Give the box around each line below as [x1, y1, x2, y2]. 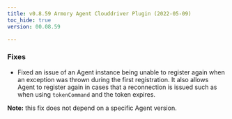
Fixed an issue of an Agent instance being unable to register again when [17, 68, 225, 77]
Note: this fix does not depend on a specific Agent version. [7, 104, 177, 112]
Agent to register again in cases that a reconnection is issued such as [17, 83, 217, 91]
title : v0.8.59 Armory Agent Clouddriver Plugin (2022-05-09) [7, 10, 192, 17]
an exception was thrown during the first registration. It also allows [17, 75, 209, 84]
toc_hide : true [7, 17, 52, 24]
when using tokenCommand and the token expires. [17, 90, 155, 98]
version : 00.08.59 [7, 23, 61, 30]
